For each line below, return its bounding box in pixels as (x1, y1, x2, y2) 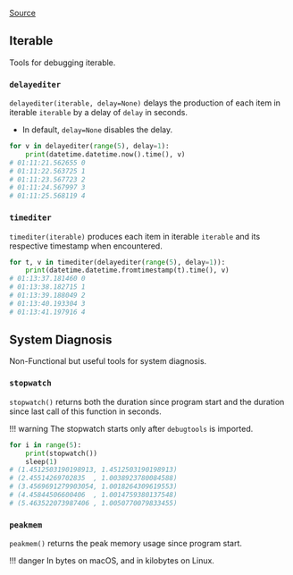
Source (9, 8, 36, 18)
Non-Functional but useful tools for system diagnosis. (9, 356, 207, 367)
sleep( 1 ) (25, 457, 58, 466)
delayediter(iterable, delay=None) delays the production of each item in (9, 97, 281, 108)
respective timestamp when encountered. (9, 241, 163, 251)
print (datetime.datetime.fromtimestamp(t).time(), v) (25, 266, 230, 275)
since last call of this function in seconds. (9, 406, 163, 417)
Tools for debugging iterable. (9, 57, 116, 68)
